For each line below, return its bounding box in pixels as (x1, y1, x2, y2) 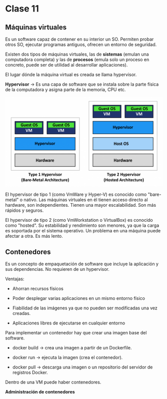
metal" (5, 197, 19, 203)
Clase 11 (5, 3, 39, 15)
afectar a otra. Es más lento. (5, 233, 63, 239)
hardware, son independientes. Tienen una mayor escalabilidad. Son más (5, 202, 156, 208)
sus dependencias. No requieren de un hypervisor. (5, 266, 110, 272)
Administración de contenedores (5, 389, 75, 395)
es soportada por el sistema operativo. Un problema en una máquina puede (5, 228, 161, 234)
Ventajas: (5, 276, 24, 282)
